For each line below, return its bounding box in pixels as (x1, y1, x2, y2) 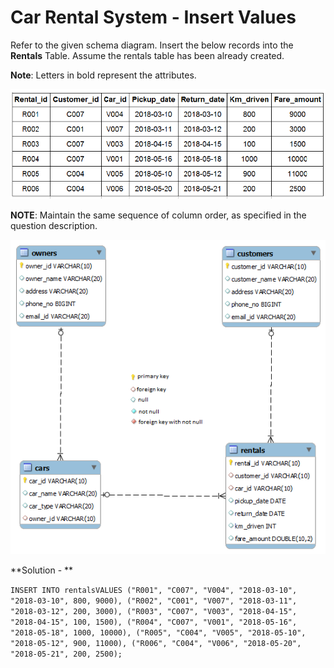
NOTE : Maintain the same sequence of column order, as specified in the (10, 209, 307, 221)
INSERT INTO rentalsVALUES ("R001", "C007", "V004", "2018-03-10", (10, 586, 298, 596)
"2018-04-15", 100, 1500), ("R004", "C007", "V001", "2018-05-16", (10, 617, 298, 628)
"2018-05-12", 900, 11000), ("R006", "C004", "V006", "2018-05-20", (10, 639, 302, 649)
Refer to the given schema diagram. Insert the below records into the (10, 39, 294, 51)
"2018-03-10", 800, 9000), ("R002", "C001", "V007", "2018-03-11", (10, 596, 298, 606)
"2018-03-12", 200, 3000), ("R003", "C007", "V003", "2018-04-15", (10, 607, 298, 617)
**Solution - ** (10, 564, 74, 576)
